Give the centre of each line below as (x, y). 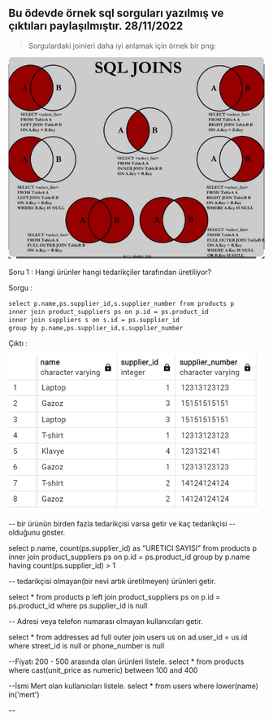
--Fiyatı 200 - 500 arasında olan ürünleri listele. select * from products (126, 661)
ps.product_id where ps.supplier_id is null (78, 605)
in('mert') (24, 694)
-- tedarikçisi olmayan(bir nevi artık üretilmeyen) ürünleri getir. (112, 581)
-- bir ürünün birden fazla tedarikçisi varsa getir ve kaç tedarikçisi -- (122, 523)
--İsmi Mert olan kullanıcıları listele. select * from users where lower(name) (133, 686)
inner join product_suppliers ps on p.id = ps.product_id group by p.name (129, 556)
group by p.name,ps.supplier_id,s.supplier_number (96, 328)
